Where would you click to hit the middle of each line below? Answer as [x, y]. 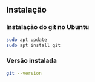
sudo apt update [27, 39]
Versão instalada [32, 61]
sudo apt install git [34, 45]
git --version [24, 73]
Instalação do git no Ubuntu [48, 27]
